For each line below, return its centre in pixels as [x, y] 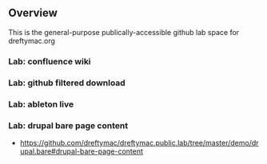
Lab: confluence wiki [50, 61]
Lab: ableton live [41, 104]
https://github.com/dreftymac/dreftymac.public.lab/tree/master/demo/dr [139, 143]
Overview [33, 13]
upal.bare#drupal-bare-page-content [82, 151]
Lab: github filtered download [67, 83]
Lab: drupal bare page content [68, 125]
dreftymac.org [32, 41]
